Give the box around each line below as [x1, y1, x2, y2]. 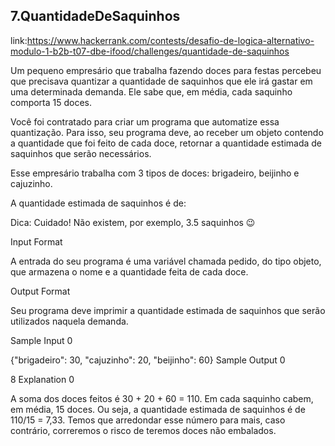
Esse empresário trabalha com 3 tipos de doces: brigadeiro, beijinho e [10, 167, 300, 179]
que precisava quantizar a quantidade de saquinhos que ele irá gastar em [10, 75, 313, 87]
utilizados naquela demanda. [10, 315, 129, 327]
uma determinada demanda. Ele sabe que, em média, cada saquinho [10, 85, 293, 98]
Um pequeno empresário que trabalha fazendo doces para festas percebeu [10, 64, 322, 76]
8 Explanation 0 [10, 373, 75, 385]
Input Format [10, 235, 63, 248]
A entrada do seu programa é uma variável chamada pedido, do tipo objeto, [10, 255, 322, 267]
